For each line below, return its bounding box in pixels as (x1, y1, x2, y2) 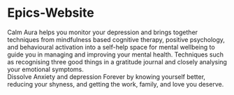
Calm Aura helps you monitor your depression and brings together (7, 28, 198, 36)
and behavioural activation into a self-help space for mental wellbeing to (7, 43, 215, 51)
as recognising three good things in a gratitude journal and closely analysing (7, 57, 227, 66)
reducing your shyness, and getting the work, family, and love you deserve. (7, 80, 224, 88)
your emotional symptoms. (7, 65, 84, 73)
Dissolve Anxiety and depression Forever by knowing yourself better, (7, 72, 206, 81)
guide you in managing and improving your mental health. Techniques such (7, 50, 224, 59)
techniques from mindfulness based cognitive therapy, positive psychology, (7, 35, 226, 43)
